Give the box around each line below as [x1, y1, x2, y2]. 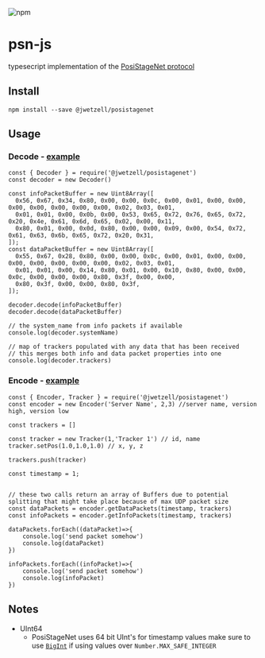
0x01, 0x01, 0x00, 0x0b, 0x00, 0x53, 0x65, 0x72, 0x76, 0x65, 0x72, [15, 211, 247, 219]
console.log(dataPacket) [22, 539, 105, 548]
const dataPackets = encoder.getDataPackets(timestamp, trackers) [8, 505, 232, 513]
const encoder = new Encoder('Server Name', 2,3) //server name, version [8, 400, 258, 408]
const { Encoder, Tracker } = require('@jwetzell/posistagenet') [8, 393, 229, 401]
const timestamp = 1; [8, 470, 80, 478]
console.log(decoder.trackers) [8, 357, 112, 365]
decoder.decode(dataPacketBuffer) [8, 308, 123, 316]
